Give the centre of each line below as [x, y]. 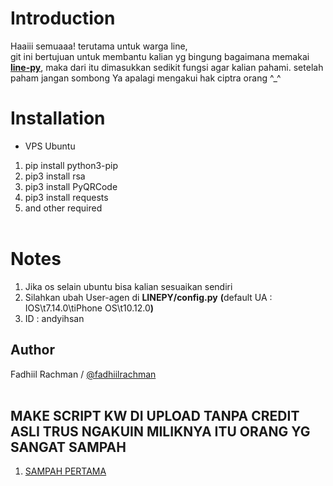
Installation [58, 118]
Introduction [63, 18]
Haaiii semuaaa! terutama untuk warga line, [99, 46]
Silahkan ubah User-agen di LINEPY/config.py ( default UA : [148, 297]
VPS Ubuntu [50, 146]
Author [32, 350]
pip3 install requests [66, 197]
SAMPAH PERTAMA [65, 471]
